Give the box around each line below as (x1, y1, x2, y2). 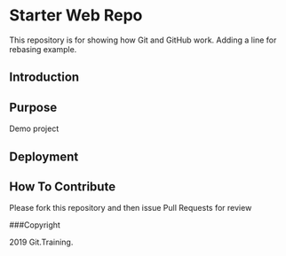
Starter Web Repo (9, 5, 143, 26)
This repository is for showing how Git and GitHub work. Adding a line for (9, 35, 277, 45)
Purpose (9, 99, 58, 115)
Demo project (9, 123, 60, 134)
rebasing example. (9, 43, 77, 54)
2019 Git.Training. (9, 237, 74, 248)
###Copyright (9, 220, 60, 230)
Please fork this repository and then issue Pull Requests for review (9, 203, 252, 213)
